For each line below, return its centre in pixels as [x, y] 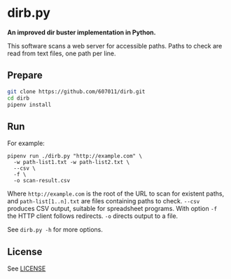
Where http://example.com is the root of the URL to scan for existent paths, [116, 193]
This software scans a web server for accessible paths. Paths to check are [115, 46]
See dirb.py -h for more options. [55, 230]
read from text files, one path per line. [62, 53]
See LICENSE [27, 268]
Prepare [25, 75]
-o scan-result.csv [42, 181]
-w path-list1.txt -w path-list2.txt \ [72, 163]
